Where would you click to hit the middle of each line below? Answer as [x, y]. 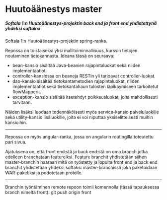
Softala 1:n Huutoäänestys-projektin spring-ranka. [56, 41]
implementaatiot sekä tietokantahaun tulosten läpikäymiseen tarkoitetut [85, 87]
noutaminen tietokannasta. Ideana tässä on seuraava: [60, 56]
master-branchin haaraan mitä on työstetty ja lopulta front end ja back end [81, 162]
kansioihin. [16, 123]
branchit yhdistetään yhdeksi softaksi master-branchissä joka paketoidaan [81, 168]
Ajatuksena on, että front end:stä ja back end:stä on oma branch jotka [77, 152]
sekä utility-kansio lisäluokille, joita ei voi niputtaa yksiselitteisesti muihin [79, 117]
